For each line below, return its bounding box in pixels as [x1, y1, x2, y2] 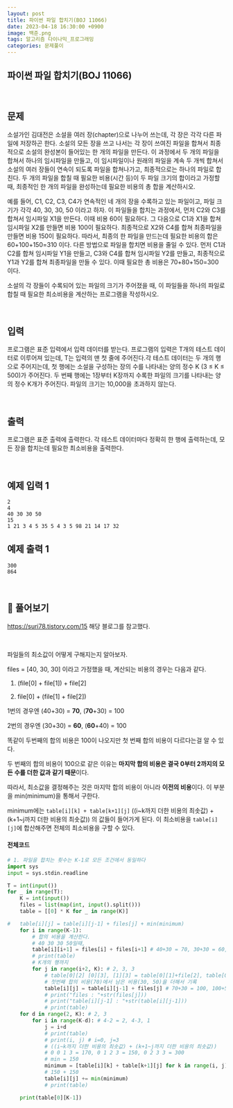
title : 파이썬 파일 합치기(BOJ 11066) [7, 17, 107, 24]
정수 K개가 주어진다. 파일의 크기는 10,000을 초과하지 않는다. [14, 380, 177, 389]
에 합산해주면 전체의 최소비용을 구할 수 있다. [16, 824, 135, 832]
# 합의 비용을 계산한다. [32, 933, 91, 940]
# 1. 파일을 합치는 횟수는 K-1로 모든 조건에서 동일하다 [7, 856, 146, 864]
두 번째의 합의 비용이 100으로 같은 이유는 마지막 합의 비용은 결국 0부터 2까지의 [7, 759, 218, 767]
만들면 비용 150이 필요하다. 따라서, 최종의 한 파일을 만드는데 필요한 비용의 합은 [7, 232, 218, 240]
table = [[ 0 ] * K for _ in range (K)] [19, 908, 129, 915]
